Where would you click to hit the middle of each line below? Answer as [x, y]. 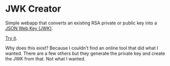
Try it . [11, 38]
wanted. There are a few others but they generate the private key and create [85, 53]
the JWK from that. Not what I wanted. [45, 58]
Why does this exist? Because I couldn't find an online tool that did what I [82, 48]
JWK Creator [33, 9]
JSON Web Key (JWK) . [29, 28]
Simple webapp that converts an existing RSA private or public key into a [81, 23]
